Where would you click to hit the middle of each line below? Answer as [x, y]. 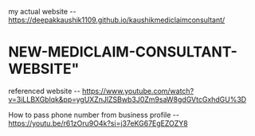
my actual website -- [42, 12]
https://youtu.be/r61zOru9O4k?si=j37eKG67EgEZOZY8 [98, 123]
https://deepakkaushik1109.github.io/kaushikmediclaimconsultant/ [117, 20]
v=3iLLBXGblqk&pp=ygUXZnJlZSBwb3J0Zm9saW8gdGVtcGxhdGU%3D [127, 99]
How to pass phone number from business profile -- [94, 115]
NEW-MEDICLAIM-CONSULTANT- [123, 52]
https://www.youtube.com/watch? [138, 91]
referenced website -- [45, 91]
